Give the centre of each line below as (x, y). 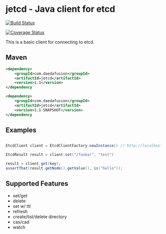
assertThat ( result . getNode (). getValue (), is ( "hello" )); (64, 168)
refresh (20, 211)
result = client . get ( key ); (33, 164)
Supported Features (37, 184)
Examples (21, 130)
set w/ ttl (22, 206)
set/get (20, 195)
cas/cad (21, 222)
